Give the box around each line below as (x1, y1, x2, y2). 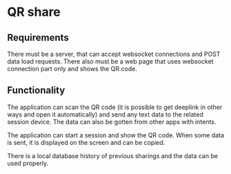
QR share (7, 4, 61, 20)
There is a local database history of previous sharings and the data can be (7, 151, 219, 159)
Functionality (7, 84, 66, 97)
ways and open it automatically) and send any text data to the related (7, 110, 203, 118)
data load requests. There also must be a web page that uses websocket (7, 57, 214, 66)
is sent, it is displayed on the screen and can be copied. (7, 138, 165, 146)
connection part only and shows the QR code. (7, 65, 138, 72)
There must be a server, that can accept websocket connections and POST (7, 50, 221, 58)
